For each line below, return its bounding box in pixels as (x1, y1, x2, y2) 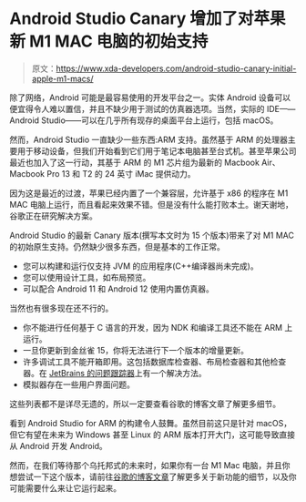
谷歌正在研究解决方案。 (9, 210, 97, 221)
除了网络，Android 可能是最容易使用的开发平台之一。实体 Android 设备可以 (9, 92, 291, 103)
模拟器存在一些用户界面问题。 (22, 379, 135, 390)
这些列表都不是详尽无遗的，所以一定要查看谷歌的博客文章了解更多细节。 (9, 398, 280, 409)
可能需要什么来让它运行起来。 (9, 482, 121, 493)
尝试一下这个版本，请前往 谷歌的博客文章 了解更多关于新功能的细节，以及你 (16, 471, 297, 482)
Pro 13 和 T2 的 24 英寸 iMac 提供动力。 (46, 168, 196, 179)
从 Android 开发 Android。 (9, 440, 107, 451)
